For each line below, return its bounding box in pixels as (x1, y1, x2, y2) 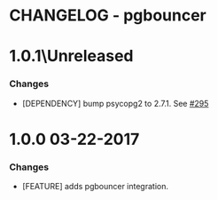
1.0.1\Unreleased (9, 46, 135, 67)
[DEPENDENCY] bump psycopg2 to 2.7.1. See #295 (21, 98, 209, 108)
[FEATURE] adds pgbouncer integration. (21, 181, 169, 192)
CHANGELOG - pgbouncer (9, 5, 206, 26)
